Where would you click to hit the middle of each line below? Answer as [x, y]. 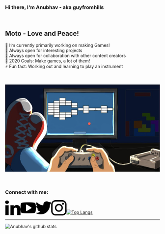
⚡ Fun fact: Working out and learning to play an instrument [64, 66]
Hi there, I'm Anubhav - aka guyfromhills [55, 7]
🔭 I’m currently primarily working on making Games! [57, 45]
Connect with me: [27, 192]
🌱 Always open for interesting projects [44, 51]
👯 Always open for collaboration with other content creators [66, 56]
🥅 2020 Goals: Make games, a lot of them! [48, 61]
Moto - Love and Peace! [42, 33]
